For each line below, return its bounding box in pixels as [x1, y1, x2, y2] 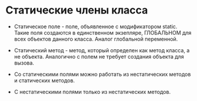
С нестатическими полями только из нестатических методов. [14, 88, 171, 95]
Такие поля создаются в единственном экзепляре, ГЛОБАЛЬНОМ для [14, 29, 192, 36]
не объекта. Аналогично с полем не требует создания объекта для [14, 53, 184, 60]
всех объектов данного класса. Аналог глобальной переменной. [14, 35, 178, 42]
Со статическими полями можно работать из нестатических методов [14, 70, 191, 78]
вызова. [14, 59, 35, 66]
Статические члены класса [5, 4, 148, 17]
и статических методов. [14, 77, 75, 84]
